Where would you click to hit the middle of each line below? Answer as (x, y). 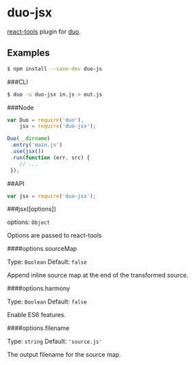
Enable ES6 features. (37, 315)
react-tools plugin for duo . (44, 31)
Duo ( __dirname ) (29, 139)
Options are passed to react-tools (54, 235)
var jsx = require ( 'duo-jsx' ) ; (52, 196)
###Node (21, 107)
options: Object (28, 222)
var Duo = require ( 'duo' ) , (45, 120)
